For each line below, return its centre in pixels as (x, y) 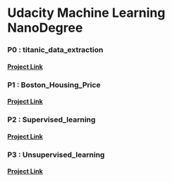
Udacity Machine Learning (86, 13)
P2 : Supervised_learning (51, 119)
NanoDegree (45, 28)
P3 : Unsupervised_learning (56, 155)
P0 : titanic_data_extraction (55, 50)
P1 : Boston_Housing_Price (54, 84)
